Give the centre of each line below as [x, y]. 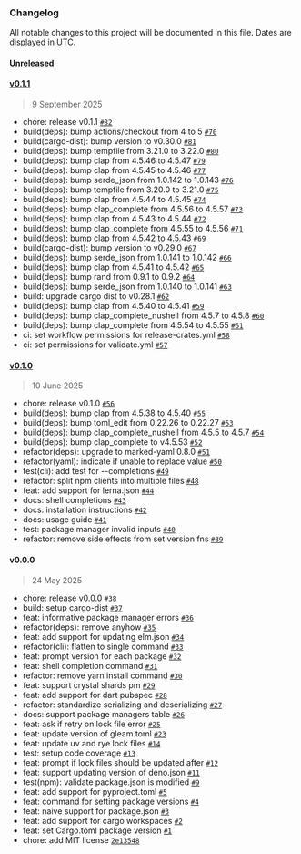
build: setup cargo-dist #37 [72, 607]
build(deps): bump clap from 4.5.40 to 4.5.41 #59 [113, 306]
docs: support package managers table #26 [103, 714]
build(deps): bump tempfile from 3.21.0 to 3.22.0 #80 [120, 151]
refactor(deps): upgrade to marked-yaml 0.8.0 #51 [116, 452]
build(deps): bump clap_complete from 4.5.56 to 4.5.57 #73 [133, 209]
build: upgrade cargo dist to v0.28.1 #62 [96, 296]
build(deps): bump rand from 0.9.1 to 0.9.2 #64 [109, 277]
